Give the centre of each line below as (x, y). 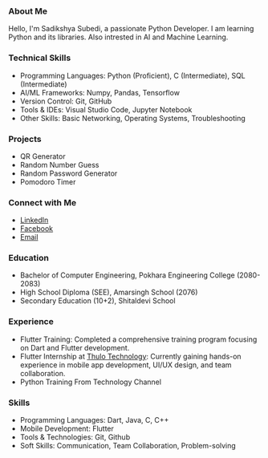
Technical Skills (40, 58)
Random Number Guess (59, 164)
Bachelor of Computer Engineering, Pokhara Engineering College (127, 275)
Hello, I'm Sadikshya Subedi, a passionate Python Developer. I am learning (131, 29)
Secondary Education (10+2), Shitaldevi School (97, 301)
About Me (28, 11)
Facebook (37, 229)
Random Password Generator (69, 173)
